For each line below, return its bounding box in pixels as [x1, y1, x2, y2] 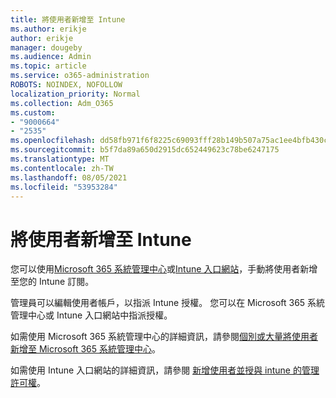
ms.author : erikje [10, 24, 87, 34]
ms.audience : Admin [10, 52, 92, 62]
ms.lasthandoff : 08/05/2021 [10, 172, 128, 183]
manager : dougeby [10, 42, 83, 53]
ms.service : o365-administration [10, 71, 150, 81]
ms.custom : [10, 107, 56, 118]
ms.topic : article [10, 61, 87, 71]
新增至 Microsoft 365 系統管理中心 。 [10, 343, 161, 355]
